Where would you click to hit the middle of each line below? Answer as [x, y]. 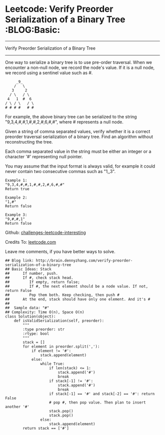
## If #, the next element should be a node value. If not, [77, 286]
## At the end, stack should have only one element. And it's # [78, 299]
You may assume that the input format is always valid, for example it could [80, 166]
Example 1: [16, 180]
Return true [17, 189]
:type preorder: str [44, 329]
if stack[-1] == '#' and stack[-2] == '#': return [102, 394]
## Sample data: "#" [27, 308]
